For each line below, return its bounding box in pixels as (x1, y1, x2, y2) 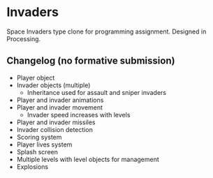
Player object (16, 73, 55, 82)
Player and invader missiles (16, 118, 96, 126)
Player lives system (16, 140, 73, 149)
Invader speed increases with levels (27, 110, 131, 119)
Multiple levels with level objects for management (16, 155, 160, 163)
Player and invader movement (16, 103, 103, 112)
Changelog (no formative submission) (6, 55, 175, 67)
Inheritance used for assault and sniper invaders (27, 88, 167, 96)
